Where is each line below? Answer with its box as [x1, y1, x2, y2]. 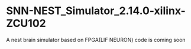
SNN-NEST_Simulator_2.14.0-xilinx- [6, 4, 186, 18]
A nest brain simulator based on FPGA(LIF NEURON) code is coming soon [6, 36, 186, 43]
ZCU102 [6, 17, 46, 30]
